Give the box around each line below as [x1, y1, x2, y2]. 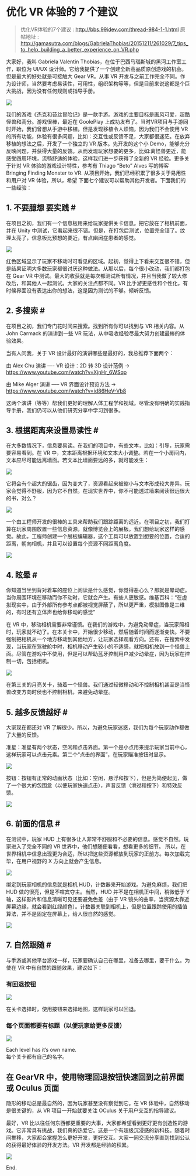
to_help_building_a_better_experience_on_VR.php [20, 46, 139, 53]
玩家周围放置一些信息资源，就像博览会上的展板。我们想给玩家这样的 [16, 526, 180, 533]
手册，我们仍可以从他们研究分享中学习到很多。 [10, 407, 124, 414]
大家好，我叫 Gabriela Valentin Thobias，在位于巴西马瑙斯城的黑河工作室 [6, 58, 182, 65]
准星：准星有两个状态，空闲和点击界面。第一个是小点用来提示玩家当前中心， [6, 744, 190, 751]
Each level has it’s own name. [6, 1047, 77, 1054]
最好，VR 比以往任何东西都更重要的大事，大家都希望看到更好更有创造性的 [6, 1120, 183, 1127]
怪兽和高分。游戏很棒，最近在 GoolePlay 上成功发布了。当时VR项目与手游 [6, 118, 184, 125]
